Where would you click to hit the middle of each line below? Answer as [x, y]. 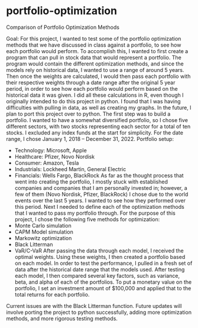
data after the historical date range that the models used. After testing [100, 269]
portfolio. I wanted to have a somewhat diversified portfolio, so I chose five [97, 120]
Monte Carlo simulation [43, 225]
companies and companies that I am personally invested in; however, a [101, 188]
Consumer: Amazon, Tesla [47, 163]
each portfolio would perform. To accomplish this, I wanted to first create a [97, 51]
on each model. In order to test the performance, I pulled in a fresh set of [103, 263]
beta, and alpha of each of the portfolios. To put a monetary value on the [103, 282]
